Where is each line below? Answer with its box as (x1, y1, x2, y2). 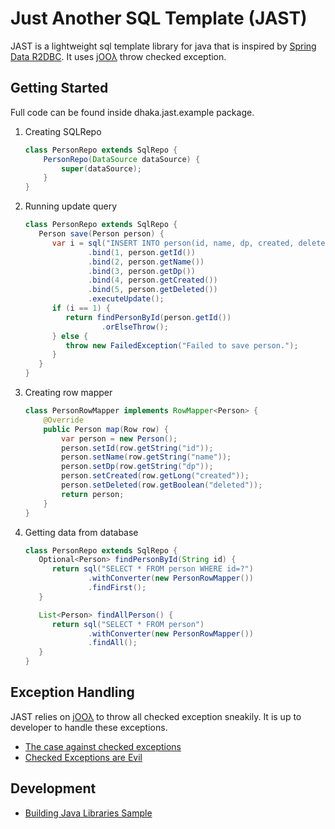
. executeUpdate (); (88, 294, 165, 304)
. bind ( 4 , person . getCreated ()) (88, 275, 218, 286)
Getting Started (10, 80, 109, 97)
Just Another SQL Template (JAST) (10, 7, 308, 30)
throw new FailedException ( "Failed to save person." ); (65, 340, 299, 351)
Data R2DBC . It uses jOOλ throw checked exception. (10, 50, 227, 62)
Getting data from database (24, 526, 139, 538)
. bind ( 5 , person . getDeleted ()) (88, 285, 218, 295)
